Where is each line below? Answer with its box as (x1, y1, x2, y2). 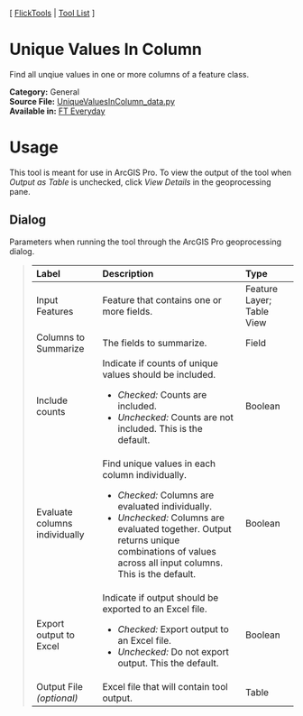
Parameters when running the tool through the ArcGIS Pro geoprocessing (9, 236, 282, 247)
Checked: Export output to (117, 622, 229, 635)
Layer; (244, 293, 272, 306)
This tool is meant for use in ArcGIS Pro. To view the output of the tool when (9, 167, 292, 178)
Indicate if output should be (102, 591, 219, 603)
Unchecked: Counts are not (117, 410, 234, 423)
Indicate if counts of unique (102, 356, 219, 369)
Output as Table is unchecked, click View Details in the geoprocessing (9, 176, 272, 188)
